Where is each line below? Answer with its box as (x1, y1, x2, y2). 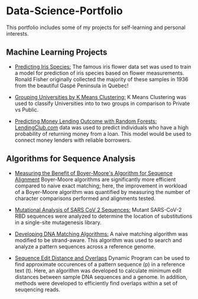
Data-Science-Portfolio (6, 4, 123, 18)
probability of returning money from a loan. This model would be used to (14, 130, 191, 137)
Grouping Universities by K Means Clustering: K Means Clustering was (14, 93, 187, 100)
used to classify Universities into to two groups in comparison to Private (14, 100, 190, 107)
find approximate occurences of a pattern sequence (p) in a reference (14, 260, 186, 268)
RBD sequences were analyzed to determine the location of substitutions (14, 212, 193, 220)
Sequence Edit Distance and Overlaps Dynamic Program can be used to (14, 254, 190, 262)
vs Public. (14, 106, 39, 113)
